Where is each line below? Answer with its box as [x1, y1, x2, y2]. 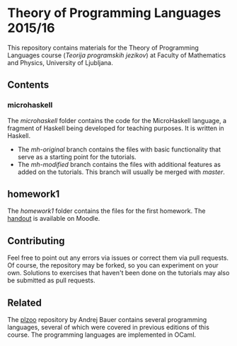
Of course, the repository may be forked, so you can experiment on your [7, 261, 219, 270]
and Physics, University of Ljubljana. [7, 58, 113, 67]
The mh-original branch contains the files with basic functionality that [17, 145, 221, 154]
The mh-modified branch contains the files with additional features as [17, 160, 221, 168]
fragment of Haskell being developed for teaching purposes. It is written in [7, 124, 224, 132]
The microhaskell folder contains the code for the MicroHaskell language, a [7, 116, 227, 125]
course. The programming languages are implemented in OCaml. [7, 330, 197, 339]
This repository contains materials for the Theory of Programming [7, 43, 200, 52]
